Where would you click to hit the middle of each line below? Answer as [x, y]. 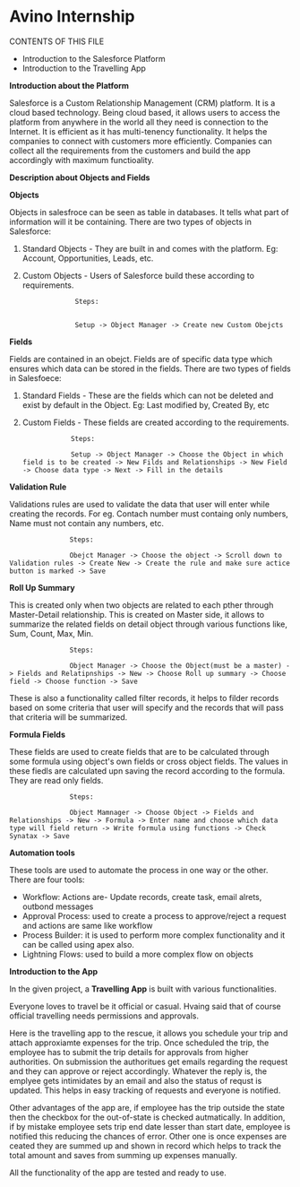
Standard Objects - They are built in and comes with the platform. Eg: [150, 248]
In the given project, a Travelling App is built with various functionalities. [143, 989]
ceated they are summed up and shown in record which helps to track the [146, 1146]
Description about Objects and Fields [80, 178]
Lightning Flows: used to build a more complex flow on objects [137, 954]
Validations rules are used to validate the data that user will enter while [140, 504]
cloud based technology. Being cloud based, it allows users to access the [145, 112]
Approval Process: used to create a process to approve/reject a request [154, 915]
